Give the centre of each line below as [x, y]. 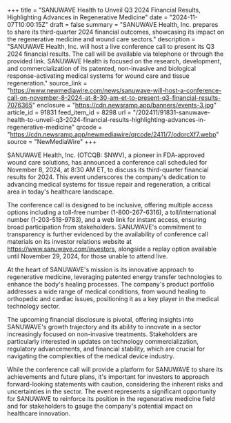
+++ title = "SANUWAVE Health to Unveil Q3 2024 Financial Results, [104, 10]
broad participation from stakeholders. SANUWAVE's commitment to [104, 227]
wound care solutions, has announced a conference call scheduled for [107, 162]
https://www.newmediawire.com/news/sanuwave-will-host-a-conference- [116, 90]
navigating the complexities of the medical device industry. [91, 356]
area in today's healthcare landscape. [61, 192]
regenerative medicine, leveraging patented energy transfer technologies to [115, 277]
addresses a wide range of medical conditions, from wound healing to [107, 291]
